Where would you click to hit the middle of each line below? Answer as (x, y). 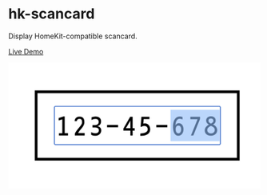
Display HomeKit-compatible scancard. (73, 36)
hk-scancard (52, 14)
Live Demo (26, 51)
